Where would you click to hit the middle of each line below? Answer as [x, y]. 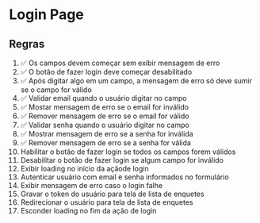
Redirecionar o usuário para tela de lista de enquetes [107, 202]
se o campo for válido [56, 90]
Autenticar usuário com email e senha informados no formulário [124, 177]
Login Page [46, 15]
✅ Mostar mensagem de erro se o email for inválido [105, 107]
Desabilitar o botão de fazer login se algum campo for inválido [122, 160]
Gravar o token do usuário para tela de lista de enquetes [112, 194]
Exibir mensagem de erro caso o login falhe [92, 185]
